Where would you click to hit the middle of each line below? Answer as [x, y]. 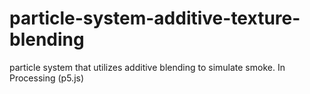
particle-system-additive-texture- [155, 18]
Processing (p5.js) [47, 78]
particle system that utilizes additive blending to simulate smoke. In [147, 67]
